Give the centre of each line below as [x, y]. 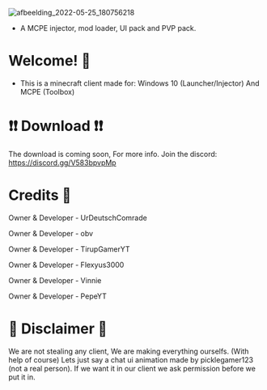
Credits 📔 [40, 195]
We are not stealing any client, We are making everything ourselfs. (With [129, 351]
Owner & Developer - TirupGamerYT [69, 249]
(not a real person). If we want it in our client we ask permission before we [132, 368]
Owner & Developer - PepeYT [57, 296]
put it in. [22, 377]
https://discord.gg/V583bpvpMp [62, 163]
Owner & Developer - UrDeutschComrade [78, 218]
